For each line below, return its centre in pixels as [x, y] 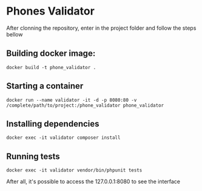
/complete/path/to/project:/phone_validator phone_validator [85, 105]
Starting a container [45, 86]
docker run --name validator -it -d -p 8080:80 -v [72, 100]
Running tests [33, 156]
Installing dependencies [53, 123]
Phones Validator [51, 11]
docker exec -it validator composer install [63, 138]
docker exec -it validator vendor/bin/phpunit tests [74, 170]
